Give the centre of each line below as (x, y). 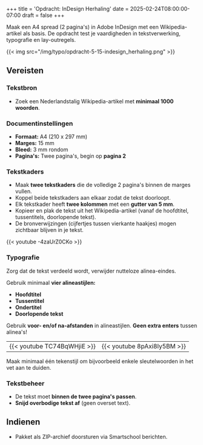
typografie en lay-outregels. (41, 40)
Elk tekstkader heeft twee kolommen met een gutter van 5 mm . (95, 204)
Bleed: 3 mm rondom (42, 149)
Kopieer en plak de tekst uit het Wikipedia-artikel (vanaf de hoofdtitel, (102, 211)
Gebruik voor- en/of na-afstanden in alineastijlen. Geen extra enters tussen (102, 325)
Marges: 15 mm (35, 143)
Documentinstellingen (40, 123)
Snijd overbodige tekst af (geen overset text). (73, 403)
